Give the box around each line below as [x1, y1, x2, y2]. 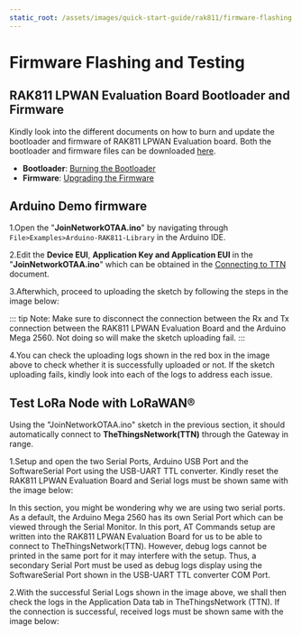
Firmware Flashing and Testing [9, 51, 245, 72]
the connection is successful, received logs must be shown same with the [9, 606, 284, 617]
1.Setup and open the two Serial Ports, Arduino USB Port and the [9, 456, 250, 467]
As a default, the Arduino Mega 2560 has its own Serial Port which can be [9, 512, 284, 523]
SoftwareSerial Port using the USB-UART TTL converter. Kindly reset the [9, 466, 279, 477]
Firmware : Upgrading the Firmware [22, 173, 155, 183]
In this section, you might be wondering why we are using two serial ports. [9, 502, 286, 513]
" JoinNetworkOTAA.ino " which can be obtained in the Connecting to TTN [9, 259, 287, 270]
